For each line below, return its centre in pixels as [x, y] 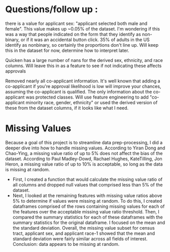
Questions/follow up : [52, 9]
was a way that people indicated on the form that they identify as [73, 34]
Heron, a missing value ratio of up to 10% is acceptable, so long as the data [84, 164]
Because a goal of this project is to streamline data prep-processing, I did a [84, 142]
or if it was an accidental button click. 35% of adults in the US [85, 40]
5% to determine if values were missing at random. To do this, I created [87, 201]
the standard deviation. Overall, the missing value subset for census [83, 228]
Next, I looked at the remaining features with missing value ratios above [87, 195]
